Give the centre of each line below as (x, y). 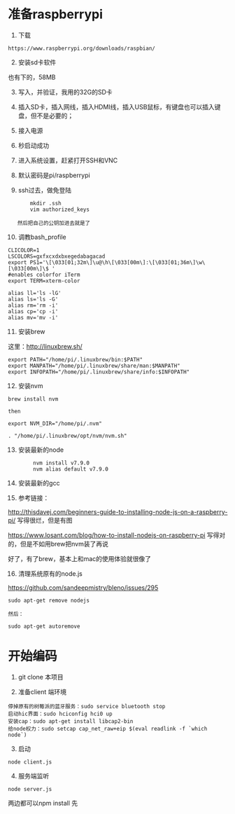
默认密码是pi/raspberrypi (54, 175)
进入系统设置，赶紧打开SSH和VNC (68, 160)
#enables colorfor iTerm (44, 275)
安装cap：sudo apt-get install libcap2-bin (71, 721)
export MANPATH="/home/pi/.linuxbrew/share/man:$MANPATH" (94, 366)
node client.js (30, 762)
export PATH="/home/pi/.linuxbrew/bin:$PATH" (75, 359)
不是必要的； (55, 116)
